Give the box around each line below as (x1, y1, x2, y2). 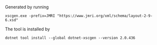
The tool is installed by (5, 26, 50, 32)
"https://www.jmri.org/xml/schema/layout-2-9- (57, 14, 153, 18)
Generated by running (5, 4, 49, 10)
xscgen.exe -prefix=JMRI (5, 14, 55, 18)
